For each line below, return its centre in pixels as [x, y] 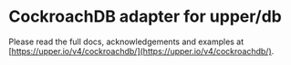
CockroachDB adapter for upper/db [145, 17]
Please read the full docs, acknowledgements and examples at [126, 42]
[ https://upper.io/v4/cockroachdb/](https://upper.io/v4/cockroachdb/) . [141, 51]
